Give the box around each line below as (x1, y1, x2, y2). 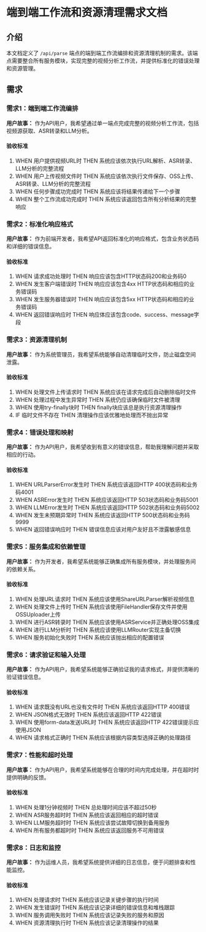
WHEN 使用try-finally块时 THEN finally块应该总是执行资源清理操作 (15, 403, 182, 411)
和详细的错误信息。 (6, 243, 55, 250)
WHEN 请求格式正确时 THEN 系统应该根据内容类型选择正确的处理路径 (15, 734, 191, 741)
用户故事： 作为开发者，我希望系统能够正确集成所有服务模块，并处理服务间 (6, 558, 196, 565)
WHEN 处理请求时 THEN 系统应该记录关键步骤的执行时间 (15, 896, 159, 904)
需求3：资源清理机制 (6, 336, 67, 344)
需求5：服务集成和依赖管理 (6, 542, 86, 551)
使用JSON (15, 726, 42, 734)
